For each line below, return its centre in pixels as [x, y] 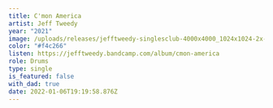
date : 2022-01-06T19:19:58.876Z [63, 91]
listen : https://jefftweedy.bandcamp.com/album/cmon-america [114, 54]
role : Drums [28, 62]
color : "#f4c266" [38, 46]
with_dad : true [34, 84]
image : [19, 39]
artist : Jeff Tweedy [43, 24]
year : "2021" [30, 31]
